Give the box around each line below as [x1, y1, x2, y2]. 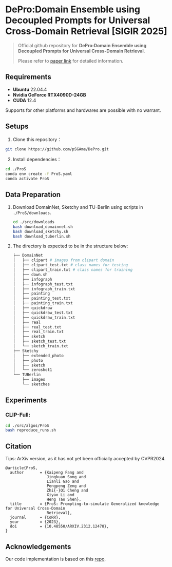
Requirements [5, 73, 51, 82]
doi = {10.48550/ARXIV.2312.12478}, [10, 524, 109, 529]
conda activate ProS [5, 176, 50, 182]
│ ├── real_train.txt [12, 329, 64, 335]
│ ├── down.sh [12, 272, 48, 277]
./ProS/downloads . [12, 209, 51, 216]
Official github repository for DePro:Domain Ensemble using [17, 42, 147, 48]
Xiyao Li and [46, 493, 74, 498]
